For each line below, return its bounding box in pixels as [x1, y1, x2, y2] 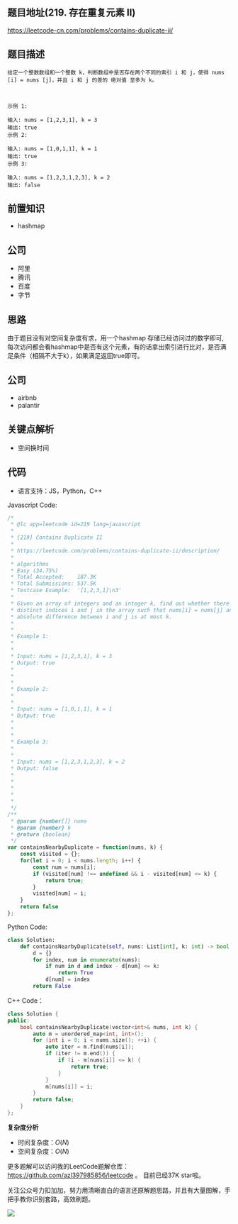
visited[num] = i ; [33, 890, 87, 897]
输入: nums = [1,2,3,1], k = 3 [7, 116, 98, 123]
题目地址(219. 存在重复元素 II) [7, 6, 136, 19]
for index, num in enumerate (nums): [33, 956, 141, 963]
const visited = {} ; [20, 850, 81, 858]
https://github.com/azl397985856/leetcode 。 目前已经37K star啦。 [7, 1171, 205, 1179]
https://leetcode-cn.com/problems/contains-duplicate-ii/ [7, 26, 174, 34]
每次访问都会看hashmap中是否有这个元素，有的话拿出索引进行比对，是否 [7, 343, 221, 351]
